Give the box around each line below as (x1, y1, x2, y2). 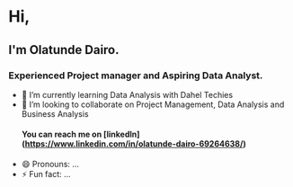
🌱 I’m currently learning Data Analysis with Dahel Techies (21, 89, 234, 100)
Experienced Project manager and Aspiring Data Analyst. (8, 69, 263, 82)
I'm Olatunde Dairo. (8, 42, 120, 58)
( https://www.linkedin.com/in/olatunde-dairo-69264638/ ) (21, 138, 246, 149)
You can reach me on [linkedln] (21, 129, 140, 140)
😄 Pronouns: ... (21, 159, 80, 170)
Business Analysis (21, 108, 89, 119)
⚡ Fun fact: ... (21, 169, 71, 180)
